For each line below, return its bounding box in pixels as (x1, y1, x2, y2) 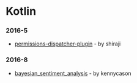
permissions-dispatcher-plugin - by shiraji (14, 40, 121, 47)
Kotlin (6, 4, 37, 18)
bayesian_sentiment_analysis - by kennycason (14, 69, 132, 77)
